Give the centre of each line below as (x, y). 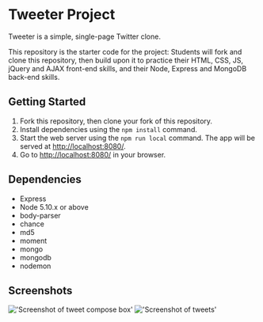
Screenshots (40, 290)
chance (32, 224)
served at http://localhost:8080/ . (72, 146)
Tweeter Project (62, 15)
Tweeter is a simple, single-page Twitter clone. (84, 36)
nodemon (35, 266)
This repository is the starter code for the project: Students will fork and (125, 51)
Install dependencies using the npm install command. (109, 129)
